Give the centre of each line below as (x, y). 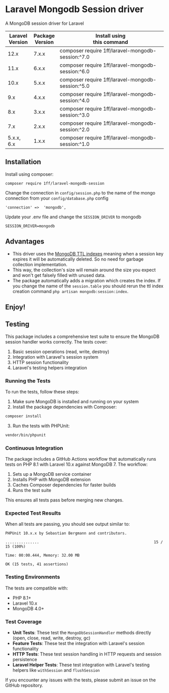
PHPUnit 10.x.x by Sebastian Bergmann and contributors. (66, 533)
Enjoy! (15, 307)
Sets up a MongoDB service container (52, 474)
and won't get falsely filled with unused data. (59, 275)
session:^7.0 (74, 57)
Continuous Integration (34, 448)
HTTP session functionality (40, 362)
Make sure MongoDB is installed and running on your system (76, 402)
